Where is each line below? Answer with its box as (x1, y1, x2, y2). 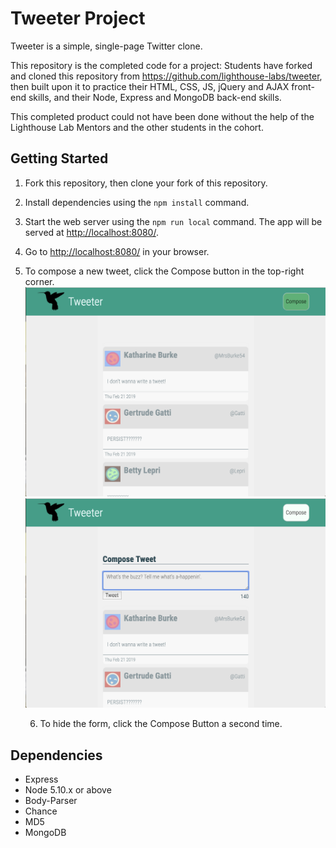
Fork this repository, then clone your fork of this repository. (24, 177, 268, 189)
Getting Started (10, 150, 109, 167)
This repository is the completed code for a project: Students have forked (10, 59, 313, 71)
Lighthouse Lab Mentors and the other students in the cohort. (10, 121, 264, 133)
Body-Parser (24, 795, 78, 807)
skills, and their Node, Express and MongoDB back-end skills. (28, 91, 282, 103)
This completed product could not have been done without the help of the (10, 110, 315, 122)
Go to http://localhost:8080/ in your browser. (24, 245, 210, 257)
